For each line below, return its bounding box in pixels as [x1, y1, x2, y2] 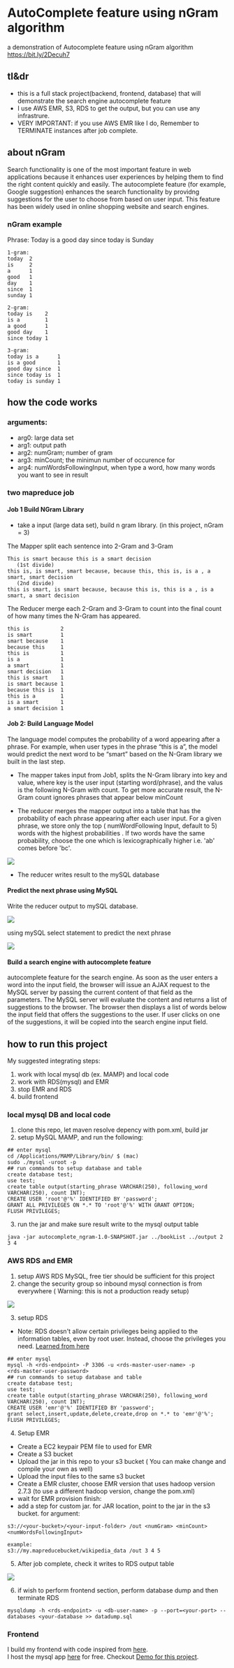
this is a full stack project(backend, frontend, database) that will [17, 89, 201, 97]
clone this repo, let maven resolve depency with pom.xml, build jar [17, 1126, 208, 1134]
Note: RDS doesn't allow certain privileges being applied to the [17, 1327, 198, 1335]
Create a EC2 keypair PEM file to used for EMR [17, 1442, 152, 1451]
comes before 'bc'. [17, 844, 72, 852]
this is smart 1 [7, 674, 64, 681]
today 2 [7, 255, 33, 262]
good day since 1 [7, 365, 61, 372]
